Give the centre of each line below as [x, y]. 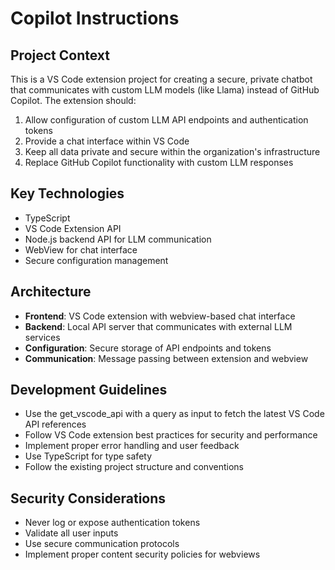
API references [55, 424]
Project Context [60, 55]
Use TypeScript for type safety [88, 456]
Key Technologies [67, 193]
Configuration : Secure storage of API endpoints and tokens [148, 348]
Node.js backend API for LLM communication [118, 239]
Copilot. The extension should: [73, 100]
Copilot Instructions [95, 18]
